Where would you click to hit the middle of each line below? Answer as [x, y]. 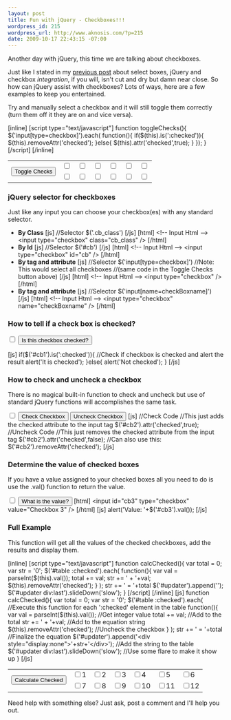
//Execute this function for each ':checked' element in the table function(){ [113, 607]
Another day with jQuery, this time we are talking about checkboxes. [104, 59]
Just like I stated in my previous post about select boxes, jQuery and [104, 72]
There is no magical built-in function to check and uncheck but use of [107, 395]
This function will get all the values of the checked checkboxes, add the [110, 542]
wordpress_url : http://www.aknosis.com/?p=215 [76, 33]
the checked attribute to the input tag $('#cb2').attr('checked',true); [103, 425]
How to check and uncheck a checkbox [75, 380]
